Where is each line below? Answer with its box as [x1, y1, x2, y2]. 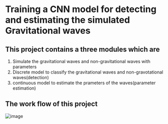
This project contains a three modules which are [5, 45, 160, 53]
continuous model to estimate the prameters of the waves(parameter [12, 80, 156, 86]
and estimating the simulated [5, 14, 130, 26]
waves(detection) [12, 75, 49, 80]
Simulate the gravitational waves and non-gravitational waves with [12, 58, 150, 64]
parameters [12, 64, 37, 70]
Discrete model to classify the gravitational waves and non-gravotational [12, 69, 163, 75]
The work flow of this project [5, 100, 98, 108]
